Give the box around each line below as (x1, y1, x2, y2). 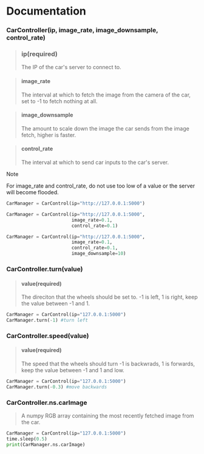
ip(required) (21, 50, 58, 58)
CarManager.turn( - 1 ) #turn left (6, 317, 88, 324)
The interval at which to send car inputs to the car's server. (21, 159, 169, 166)
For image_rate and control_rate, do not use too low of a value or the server (6, 182, 195, 189)
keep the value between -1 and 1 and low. (21, 367, 124, 374)
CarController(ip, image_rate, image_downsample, (6, 26, 158, 35)
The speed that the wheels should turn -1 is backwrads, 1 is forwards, (21, 360, 195, 368)
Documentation (6, 4, 87, 18)
